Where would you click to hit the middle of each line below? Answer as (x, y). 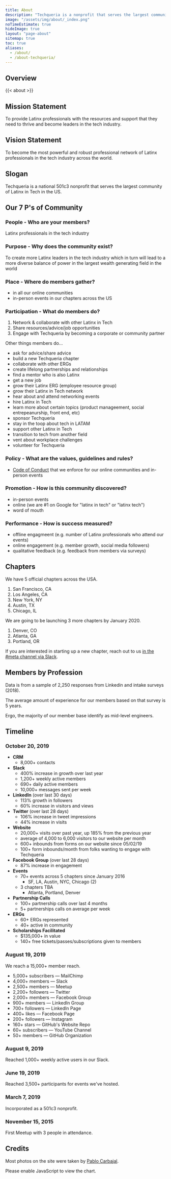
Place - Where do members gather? (50, 282)
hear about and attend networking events (56, 396)
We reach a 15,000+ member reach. (43, 966)
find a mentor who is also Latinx (46, 375)
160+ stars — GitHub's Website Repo (51, 1024)
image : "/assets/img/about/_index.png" (48, 19)
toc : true (16, 43)
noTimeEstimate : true (28, 24)
